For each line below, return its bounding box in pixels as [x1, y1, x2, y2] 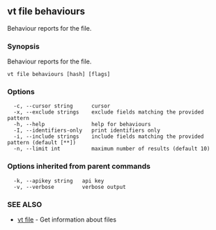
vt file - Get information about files [17, 215, 117, 224]
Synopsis [7, 41, 40, 51]
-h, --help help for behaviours [13, 121, 151, 128]
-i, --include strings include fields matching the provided [13, 133, 204, 140]
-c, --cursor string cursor [13, 102, 111, 110]
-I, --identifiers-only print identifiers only [13, 127, 160, 135]
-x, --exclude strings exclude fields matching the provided [13, 109, 204, 116]
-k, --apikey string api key [13, 177, 105, 184]
